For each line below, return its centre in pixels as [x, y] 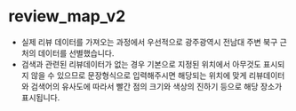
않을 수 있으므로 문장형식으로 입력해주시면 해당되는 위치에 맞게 [139, 75]
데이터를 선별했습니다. [76, 53]
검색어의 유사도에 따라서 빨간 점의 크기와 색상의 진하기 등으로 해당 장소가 [156, 86]
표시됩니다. [40, 97]
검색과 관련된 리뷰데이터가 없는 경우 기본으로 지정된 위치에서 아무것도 [141, 64]
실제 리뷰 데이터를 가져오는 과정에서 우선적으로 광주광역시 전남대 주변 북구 [149, 42]
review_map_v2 [67, 16]
